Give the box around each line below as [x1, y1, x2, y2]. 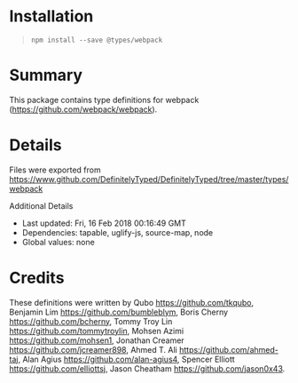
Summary [9, 65, 82, 85]
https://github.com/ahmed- [178, 344, 279, 355]
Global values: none [21, 236, 95, 247]
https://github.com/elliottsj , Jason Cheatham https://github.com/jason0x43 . [9, 363, 286, 374]
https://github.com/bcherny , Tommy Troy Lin [9, 315, 173, 326]
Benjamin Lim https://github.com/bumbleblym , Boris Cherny [9, 307, 229, 317]
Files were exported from [9, 164, 101, 175]
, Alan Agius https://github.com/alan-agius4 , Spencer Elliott [17, 354, 235, 364]
